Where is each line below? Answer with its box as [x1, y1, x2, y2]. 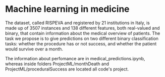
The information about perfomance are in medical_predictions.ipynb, [5, 55, 145, 61]
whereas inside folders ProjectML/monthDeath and [5, 61, 110, 67]
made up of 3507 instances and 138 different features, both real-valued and [5, 25, 160, 31]
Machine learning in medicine [5, 3, 130, 15]
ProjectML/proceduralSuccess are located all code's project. [5, 66, 129, 72]
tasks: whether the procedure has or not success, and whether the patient [5, 40, 157, 46]
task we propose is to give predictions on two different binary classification [5, 36, 159, 41]
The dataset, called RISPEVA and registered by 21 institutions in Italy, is [5, 20, 150, 26]
